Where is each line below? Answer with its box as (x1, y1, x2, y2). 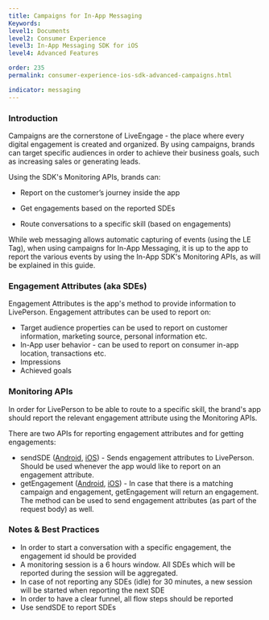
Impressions (19, 357, 61, 367)
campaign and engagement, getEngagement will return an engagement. (19, 487, 259, 497)
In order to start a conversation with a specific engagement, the (19, 542, 232, 552)
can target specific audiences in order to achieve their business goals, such (8, 148, 259, 157)
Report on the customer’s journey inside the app (19, 187, 180, 198)
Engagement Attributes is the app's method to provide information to (8, 299, 236, 309)
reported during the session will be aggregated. (19, 568, 179, 577)
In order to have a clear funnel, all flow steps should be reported (19, 593, 234, 603)
